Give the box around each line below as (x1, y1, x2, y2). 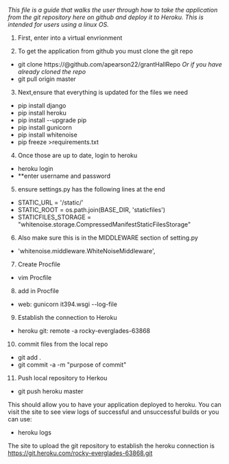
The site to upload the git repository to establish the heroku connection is (8, 442, 215, 450)
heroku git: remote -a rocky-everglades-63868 (17, 327, 151, 335)
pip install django (17, 102, 67, 109)
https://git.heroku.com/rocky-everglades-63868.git (8, 449, 153, 457)
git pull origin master (17, 75, 76, 83)
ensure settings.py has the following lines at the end (17, 185, 165, 193)
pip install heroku (17, 109, 67, 117)
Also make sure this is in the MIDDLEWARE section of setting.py (17, 233, 198, 242)
